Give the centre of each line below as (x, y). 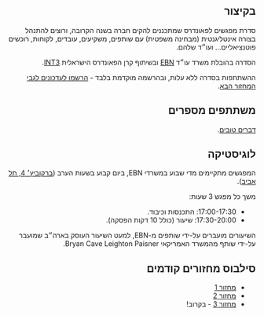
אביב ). (246, 182)
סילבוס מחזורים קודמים (201, 268)
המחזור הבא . (236, 86)
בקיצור (240, 11)
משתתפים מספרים (212, 110)
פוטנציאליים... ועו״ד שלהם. (216, 47)
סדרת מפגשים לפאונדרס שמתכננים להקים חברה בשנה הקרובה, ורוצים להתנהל (140, 30)
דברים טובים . (236, 129)
